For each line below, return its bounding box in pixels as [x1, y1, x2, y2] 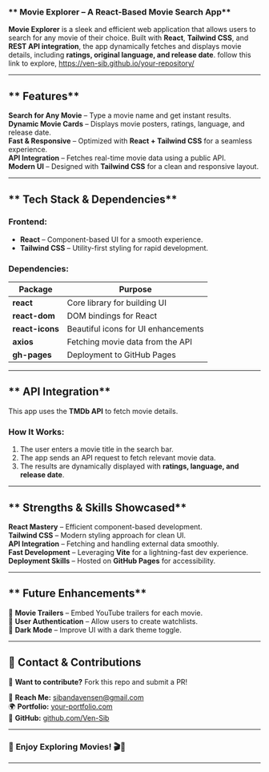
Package [18, 283, 54, 295]
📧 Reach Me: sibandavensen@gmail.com [8, 692, 144, 702]
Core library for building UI [66, 297, 167, 308]
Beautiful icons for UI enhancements [66, 324, 204, 335]
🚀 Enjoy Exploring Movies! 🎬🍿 [8, 741, 126, 752]
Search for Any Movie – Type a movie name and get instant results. [8, 111, 232, 120]
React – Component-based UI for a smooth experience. [19, 235, 203, 244]
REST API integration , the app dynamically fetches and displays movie [8, 42, 242, 51]
